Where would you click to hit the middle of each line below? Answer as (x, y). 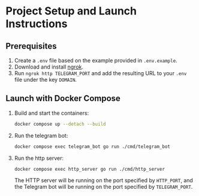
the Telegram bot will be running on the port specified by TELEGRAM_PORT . (103, 187)
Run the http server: (39, 158)
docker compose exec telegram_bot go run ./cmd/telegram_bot (92, 146)
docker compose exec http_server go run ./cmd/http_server (90, 169)
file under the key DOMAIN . (46, 80)
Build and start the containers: (52, 113)
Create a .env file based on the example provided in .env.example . (96, 60)
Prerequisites (31, 46)
